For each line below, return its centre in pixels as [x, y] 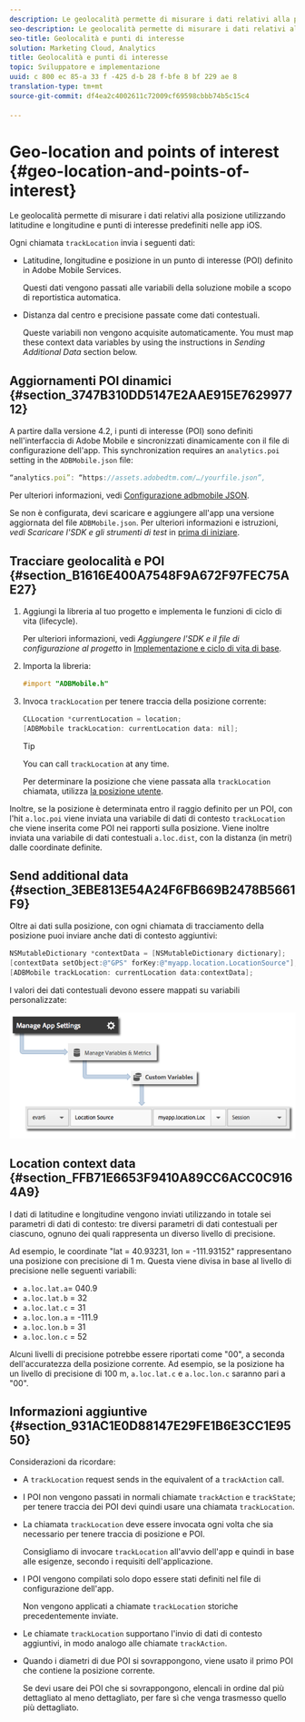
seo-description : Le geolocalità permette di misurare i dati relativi [148, 29]
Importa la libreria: [57, 665]
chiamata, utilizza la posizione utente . [93, 791]
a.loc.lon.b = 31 [54, 1327]
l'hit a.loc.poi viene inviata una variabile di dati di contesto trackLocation [148, 818]
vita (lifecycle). [50, 621]
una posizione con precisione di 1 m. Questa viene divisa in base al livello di [151, 1261]
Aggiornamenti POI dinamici [91, 381]
